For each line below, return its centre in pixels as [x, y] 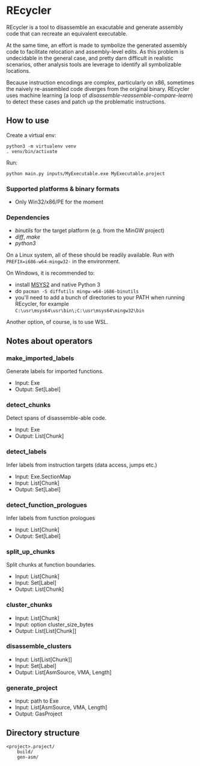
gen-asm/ [28, 757]
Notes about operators [50, 341]
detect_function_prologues [47, 505]
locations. [18, 70]
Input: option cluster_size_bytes [54, 624]
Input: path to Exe [37, 701]
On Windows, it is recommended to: [50, 273]
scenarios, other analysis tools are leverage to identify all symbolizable [94, 64]
